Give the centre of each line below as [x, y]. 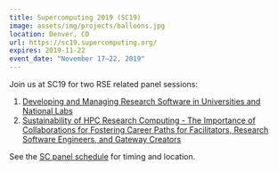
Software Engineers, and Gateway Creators [102, 139]
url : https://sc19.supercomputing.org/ [83, 42]
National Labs [47, 111]
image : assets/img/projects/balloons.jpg [87, 26]
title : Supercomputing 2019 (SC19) [75, 17]
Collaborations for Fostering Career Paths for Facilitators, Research [145, 130]
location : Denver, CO [49, 34]
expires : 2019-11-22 [48, 51]
